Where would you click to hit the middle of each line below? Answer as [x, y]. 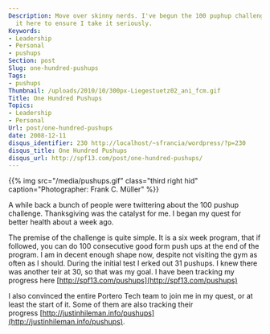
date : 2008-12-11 [37, 135]
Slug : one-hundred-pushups [53, 68]
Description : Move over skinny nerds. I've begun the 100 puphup [120, 16]
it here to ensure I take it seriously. [84, 23]
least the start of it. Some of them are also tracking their [101, 305]
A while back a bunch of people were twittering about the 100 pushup [124, 205]
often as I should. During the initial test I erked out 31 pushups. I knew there [133, 263]
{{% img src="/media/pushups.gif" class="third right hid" [103, 181]
